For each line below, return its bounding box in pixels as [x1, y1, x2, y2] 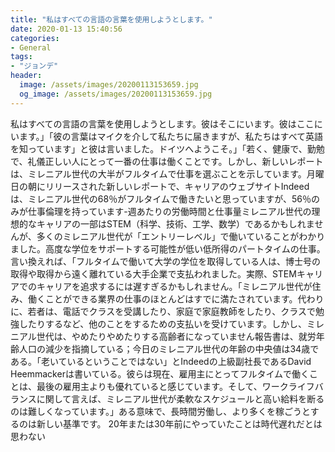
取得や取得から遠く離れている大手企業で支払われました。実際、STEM [10, 267, 297, 280]
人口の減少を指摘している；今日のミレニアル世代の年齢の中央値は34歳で [18, 342, 320, 355]
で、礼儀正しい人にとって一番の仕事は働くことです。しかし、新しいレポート [10, 155, 324, 167]
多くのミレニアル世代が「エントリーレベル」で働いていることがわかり [36, 230, 326, 242]
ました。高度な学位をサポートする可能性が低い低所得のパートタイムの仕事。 [10, 242, 326, 255]
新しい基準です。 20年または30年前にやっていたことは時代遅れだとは [36, 417, 323, 430]
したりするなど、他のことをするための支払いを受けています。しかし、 [18, 317, 307, 330]
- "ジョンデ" [10, 61, 59, 71]
